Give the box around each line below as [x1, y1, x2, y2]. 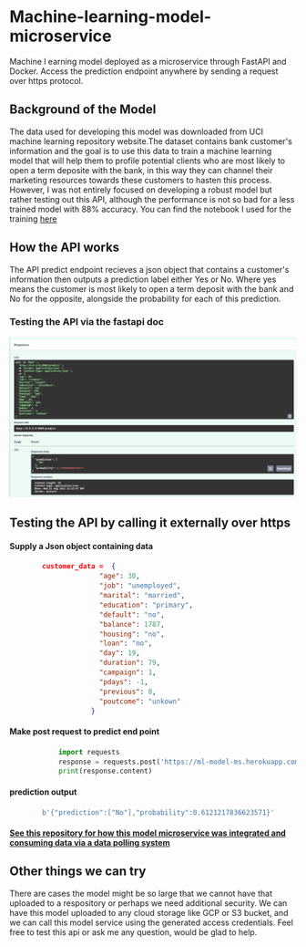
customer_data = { [42, 562, 117, 571]
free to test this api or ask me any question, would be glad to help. [9, 926, 258, 937]
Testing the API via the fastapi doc [9, 316, 164, 328]
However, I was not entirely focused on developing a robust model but [9, 184, 273, 195]
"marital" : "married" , [98, 591, 185, 600]
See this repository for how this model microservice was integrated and [9, 827, 287, 838]
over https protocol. [9, 75, 84, 86]
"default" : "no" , [98, 609, 166, 619]
